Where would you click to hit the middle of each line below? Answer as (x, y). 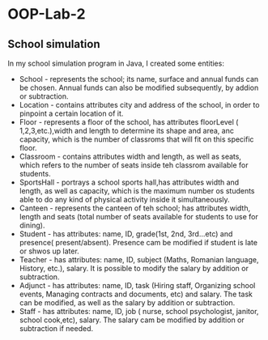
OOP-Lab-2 (47, 14)
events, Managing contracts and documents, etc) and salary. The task (136, 294)
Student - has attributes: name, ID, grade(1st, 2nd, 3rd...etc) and (126, 234)
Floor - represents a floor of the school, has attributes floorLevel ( (129, 122)
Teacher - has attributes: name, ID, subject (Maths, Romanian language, (139, 259)
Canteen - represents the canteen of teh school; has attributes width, (135, 208)
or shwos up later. (49, 251)
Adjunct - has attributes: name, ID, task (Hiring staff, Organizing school (137, 285)
